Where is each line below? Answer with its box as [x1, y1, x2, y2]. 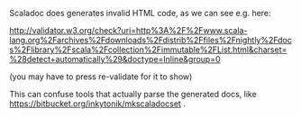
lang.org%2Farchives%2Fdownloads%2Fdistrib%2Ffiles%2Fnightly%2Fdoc [9, 35, 293, 45]
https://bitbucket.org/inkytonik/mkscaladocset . [9, 98, 187, 109]
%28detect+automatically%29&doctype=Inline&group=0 [9, 54, 221, 64]
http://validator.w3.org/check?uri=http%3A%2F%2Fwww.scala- [9, 25, 248, 35]
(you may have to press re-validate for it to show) [9, 71, 193, 82]
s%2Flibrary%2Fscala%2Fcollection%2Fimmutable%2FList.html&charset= [9, 44, 287, 55]
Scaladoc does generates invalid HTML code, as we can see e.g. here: [9, 8, 272, 18]
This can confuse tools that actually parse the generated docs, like [9, 89, 257, 99]
